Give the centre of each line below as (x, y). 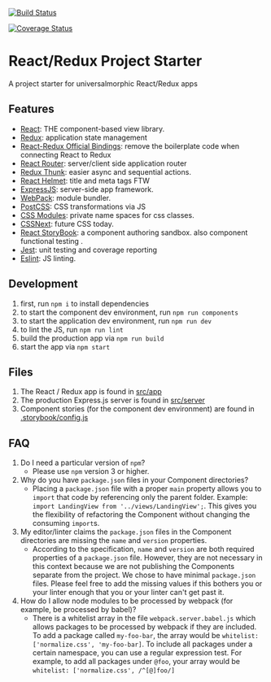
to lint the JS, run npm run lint (72, 329)
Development (44, 284)
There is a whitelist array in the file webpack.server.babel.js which (144, 619)
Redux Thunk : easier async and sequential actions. (105, 172)
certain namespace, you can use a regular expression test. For (137, 653)
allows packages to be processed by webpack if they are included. (144, 627)
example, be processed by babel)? (78, 610)
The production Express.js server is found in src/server (113, 400)
